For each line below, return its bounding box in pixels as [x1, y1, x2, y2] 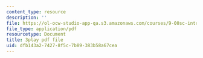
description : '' [6, 14, 47, 21]
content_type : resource [6, 8, 66, 15]
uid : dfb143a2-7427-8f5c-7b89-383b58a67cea [6, 43, 118, 49]
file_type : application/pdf [6, 25, 77, 32]
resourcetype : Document [6, 31, 66, 37]
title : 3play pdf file [6, 37, 63, 43]
